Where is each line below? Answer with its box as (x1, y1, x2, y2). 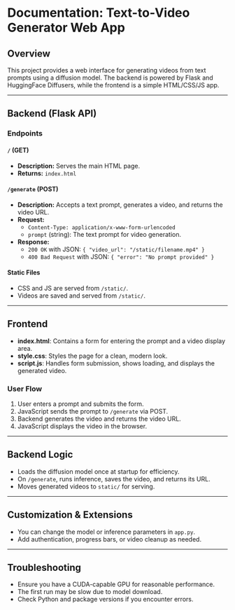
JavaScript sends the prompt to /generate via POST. (17, 407, 169, 416)
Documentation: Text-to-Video (7, 5, 190, 21)
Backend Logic (7, 449, 73, 460)
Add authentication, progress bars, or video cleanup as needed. (17, 535, 201, 543)
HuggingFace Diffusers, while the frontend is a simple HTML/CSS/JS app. (7, 81, 220, 89)
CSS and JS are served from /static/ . (17, 284, 128, 292)
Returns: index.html (17, 169, 77, 177)
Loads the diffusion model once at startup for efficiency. (17, 467, 180, 476)
